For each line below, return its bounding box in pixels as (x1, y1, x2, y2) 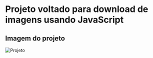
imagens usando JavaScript (5, 14, 124, 25)
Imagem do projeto (5, 34, 65, 42)
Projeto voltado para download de (5, 3, 148, 15)
